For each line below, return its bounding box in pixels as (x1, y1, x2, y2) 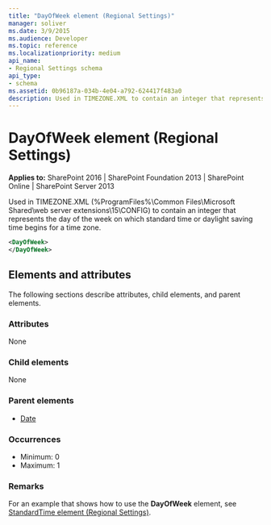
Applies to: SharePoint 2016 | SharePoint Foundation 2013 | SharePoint (8, 173, 244, 182)
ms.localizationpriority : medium (8, 49, 121, 57)
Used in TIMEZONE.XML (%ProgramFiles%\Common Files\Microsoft (8, 197, 236, 206)
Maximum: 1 (19, 460, 60, 470)
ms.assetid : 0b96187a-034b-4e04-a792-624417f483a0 (8, 86, 182, 95)
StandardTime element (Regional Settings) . (8, 507, 152, 517)
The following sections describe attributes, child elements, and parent (8, 290, 240, 299)
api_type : (8, 72, 42, 80)
